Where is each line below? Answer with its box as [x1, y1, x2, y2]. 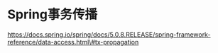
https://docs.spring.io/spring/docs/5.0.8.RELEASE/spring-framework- [7, 30, 211, 39]
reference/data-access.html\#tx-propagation [7, 37, 139, 46]
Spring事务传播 [7, 6, 98, 23]
